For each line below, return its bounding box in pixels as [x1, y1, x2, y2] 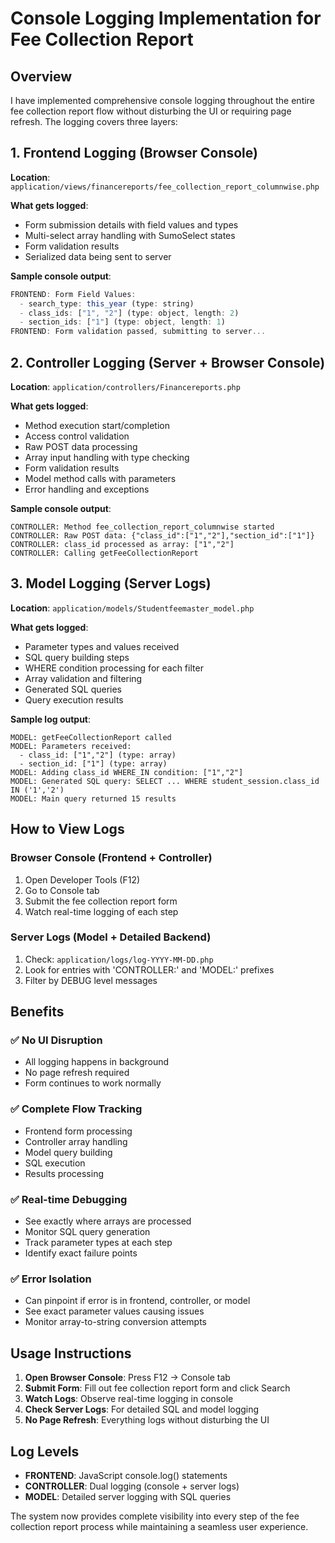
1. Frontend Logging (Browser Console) [10, 145, 258, 162]
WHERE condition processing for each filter [24, 662, 204, 674]
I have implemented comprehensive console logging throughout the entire [10, 95, 315, 106]
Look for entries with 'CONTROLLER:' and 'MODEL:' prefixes [24, 963, 275, 976]
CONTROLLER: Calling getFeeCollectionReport [10, 548, 199, 558]
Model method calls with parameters [24, 473, 177, 484]
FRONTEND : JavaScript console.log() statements [24, 1470, 228, 1481]
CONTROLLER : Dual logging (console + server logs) [24, 1480, 240, 1492]
